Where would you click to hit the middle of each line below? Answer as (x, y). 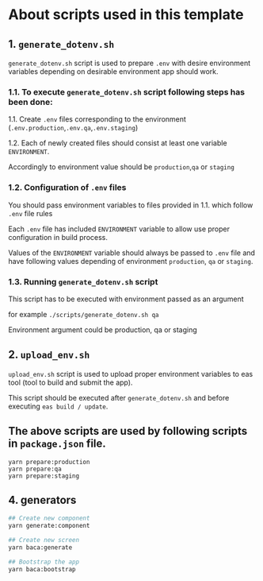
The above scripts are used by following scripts (128, 431)
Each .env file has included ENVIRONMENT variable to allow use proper (119, 229)
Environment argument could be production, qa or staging (103, 329)
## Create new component (49, 518)
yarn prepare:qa (35, 469)
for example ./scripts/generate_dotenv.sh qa (84, 314)
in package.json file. (57, 444)
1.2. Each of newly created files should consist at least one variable (118, 143)
